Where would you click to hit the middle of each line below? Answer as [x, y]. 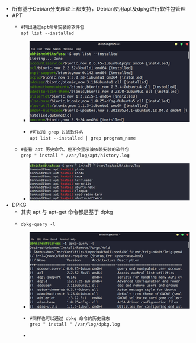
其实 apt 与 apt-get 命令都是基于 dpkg [67, 212]
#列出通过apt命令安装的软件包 [52, 27]
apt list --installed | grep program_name [83, 138]
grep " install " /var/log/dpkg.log [75, 325]
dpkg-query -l [38, 224]
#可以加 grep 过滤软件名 [57, 132]
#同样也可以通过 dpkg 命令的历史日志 [70, 319]
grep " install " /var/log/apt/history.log [75, 156]
